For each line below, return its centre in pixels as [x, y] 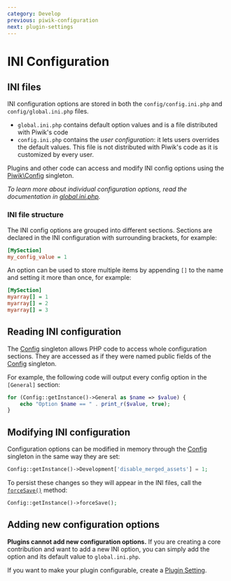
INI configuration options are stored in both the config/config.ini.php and [115, 104]
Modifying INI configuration [69, 432]
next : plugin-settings [40, 27]
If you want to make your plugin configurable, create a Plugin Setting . [107, 570]
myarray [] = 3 [28, 310]
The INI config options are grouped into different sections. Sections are [110, 230]
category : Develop [34, 14]
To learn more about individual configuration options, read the [97, 189]
